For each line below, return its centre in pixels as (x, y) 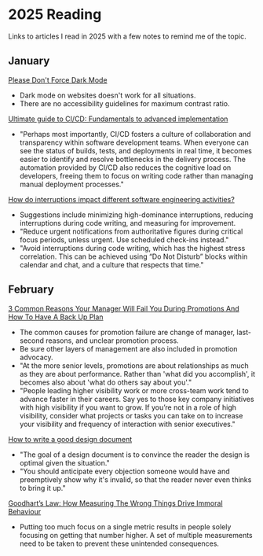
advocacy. (36, 357)
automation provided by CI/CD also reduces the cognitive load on (125, 168)
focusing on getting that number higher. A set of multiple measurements (136, 535)
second (32, 341)
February (31, 290)
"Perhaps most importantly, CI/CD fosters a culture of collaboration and (135, 134)
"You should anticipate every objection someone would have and (124, 471)
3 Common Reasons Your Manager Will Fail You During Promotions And (124, 308)
